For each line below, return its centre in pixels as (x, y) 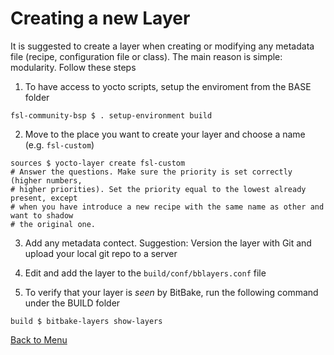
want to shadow (42, 215)
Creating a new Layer (100, 18)
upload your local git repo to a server (101, 253)
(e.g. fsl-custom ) (59, 144)
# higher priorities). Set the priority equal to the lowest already (158, 189)
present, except (44, 198)
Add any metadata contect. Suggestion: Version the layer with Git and (168, 243)
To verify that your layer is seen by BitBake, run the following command (171, 292)
